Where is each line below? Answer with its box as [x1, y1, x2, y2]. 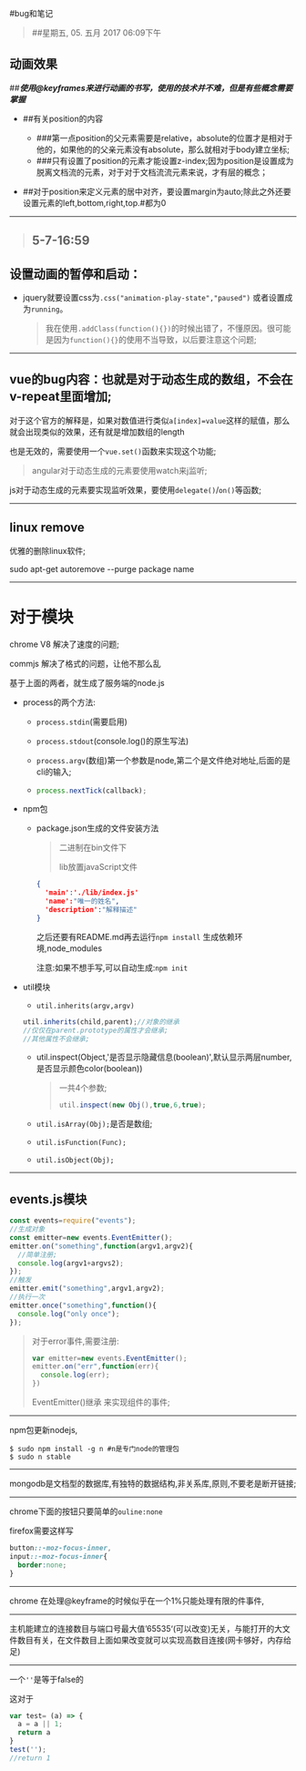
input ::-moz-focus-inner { [9, 1551, 107, 1561]
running [30, 305, 60, 314]
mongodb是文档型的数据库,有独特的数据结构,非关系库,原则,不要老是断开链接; [9, 1479, 297, 1489]
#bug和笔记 [9, 8, 54, 18]
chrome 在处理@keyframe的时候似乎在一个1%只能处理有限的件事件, [9, 1595, 265, 1606]
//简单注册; [17, 1250, 57, 1259]
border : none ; [17, 1561, 67, 1570]
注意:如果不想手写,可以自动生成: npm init [36, 962, 189, 973]
